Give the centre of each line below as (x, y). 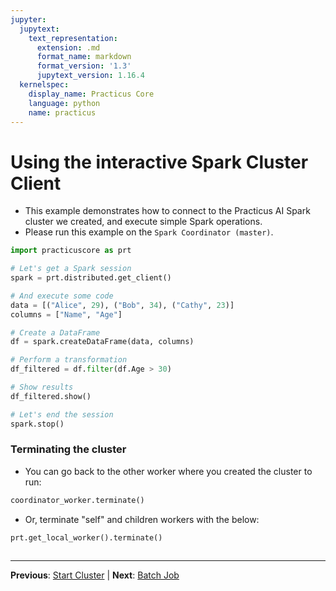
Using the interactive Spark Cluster (159, 162)
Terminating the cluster (68, 449)
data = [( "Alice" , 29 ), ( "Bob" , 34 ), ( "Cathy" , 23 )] (122, 305)
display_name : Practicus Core (91, 94)
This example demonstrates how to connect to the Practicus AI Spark (167, 211)
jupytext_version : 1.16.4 (90, 76)
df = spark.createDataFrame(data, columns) (102, 342)
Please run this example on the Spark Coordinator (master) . (149, 232)
